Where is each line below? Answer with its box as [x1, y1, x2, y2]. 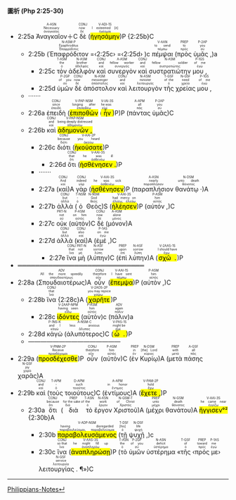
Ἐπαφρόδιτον [48, 50, 89, 58]
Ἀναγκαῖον [36, 32, 67, 41]
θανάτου [165, 406, 192, 415]
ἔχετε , [140, 389, 162, 397]
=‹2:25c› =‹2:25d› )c [90, 50, 151, 58]
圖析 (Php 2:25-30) [7, 6, 64, 15]
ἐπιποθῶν [69, 109, 98, 118]
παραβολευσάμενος [57, 430, 117, 439]
